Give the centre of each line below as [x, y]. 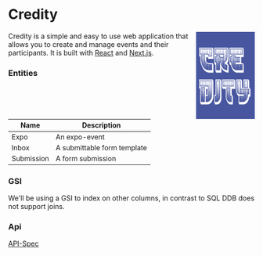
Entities [23, 73]
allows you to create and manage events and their [88, 44]
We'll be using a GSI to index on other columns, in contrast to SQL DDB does [131, 198]
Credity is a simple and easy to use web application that [98, 36]
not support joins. [36, 206]
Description [101, 125]
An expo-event [81, 137]
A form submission [86, 159]
